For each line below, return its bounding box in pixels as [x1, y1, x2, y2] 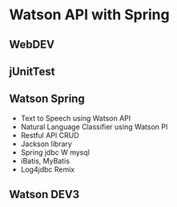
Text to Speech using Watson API [20, 113, 131, 123]
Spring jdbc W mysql [20, 147, 91, 157]
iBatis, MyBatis [20, 156, 70, 165]
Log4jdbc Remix [20, 164, 75, 174]
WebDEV [9, 38, 55, 51]
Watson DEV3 [9, 188, 80, 201]
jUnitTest [9, 64, 55, 78]
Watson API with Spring [9, 6, 171, 24]
